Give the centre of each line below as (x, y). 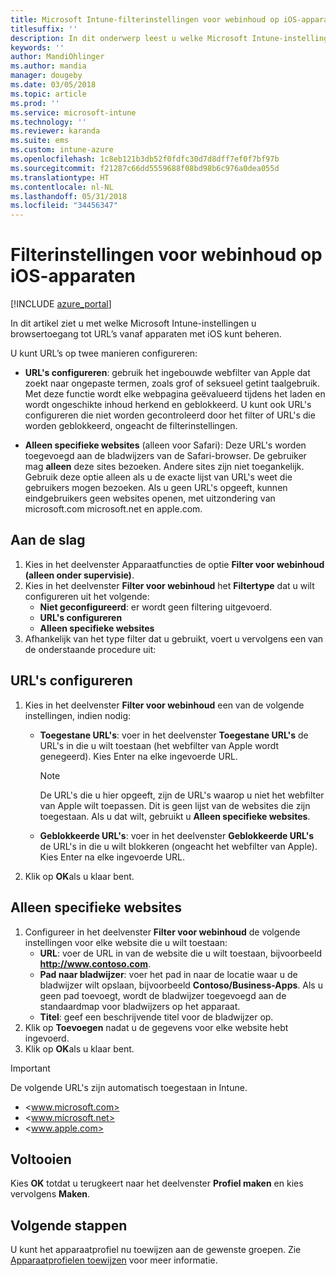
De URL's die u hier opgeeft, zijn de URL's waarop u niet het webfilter (182, 795)
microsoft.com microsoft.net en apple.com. (113, 509)
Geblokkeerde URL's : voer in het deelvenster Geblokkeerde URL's (177, 835)
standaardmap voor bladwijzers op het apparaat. (140, 1006)
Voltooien (41, 1159)
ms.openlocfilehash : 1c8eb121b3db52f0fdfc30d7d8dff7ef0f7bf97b (145, 159)
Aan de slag (48, 540)
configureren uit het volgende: (87, 596)
